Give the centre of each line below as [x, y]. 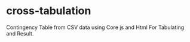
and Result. [20, 33]
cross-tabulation [49, 11]
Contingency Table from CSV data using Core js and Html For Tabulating [95, 27]
